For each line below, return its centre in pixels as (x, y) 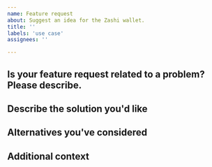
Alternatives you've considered (77, 132)
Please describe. (45, 85)
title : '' (22, 27)
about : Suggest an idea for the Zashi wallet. (76, 20)
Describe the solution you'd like (77, 109)
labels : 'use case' (36, 33)
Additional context (48, 156)
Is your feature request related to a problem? (106, 74)
